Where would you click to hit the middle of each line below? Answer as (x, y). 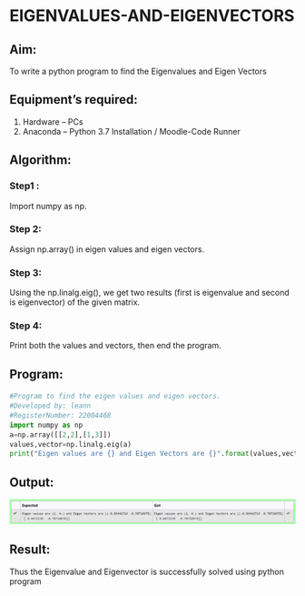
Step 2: (26, 229)
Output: (32, 482)
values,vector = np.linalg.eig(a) (70, 444)
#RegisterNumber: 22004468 (60, 415)
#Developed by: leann (50, 406)
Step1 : (25, 186)
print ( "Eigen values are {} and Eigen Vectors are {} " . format (129, 454)
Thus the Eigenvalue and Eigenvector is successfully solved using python (147, 571)
